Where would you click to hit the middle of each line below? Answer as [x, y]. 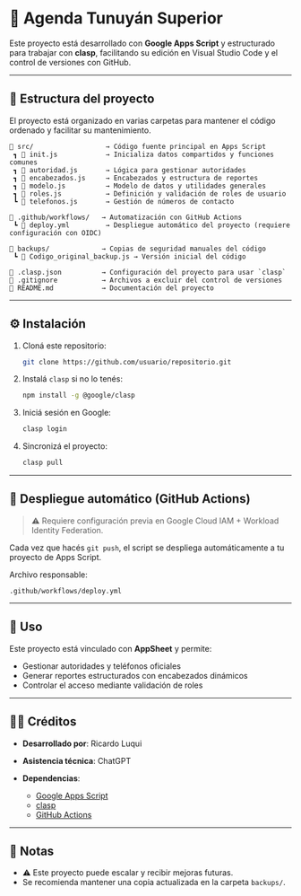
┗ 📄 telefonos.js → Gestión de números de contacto [124, 201]
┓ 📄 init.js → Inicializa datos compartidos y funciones [144, 154]
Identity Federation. [67, 530]
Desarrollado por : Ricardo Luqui [82, 743]
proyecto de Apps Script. [56, 557]
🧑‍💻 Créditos [43, 722]
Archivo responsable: [48, 575]
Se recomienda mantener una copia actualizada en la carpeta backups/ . [154, 883]
